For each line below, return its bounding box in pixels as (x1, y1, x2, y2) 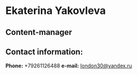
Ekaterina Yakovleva (5, 4, 106, 17)
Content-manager (5, 27, 72, 37)
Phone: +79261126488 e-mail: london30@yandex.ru (5, 62, 132, 69)
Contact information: (5, 47, 83, 56)
